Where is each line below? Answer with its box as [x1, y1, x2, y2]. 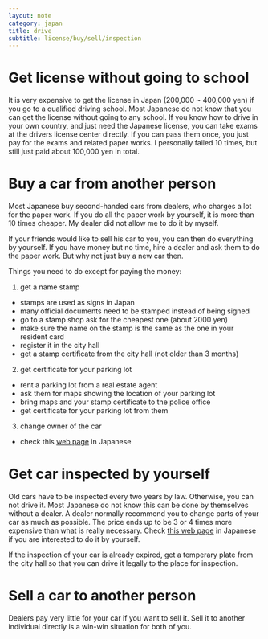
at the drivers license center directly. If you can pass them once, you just [8, 129, 249, 139]
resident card [19, 332, 64, 342]
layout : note [8, 11, 52, 20]
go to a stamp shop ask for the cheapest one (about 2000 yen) [19, 315, 229, 325]
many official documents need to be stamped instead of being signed [19, 306, 250, 316]
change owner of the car [19, 421, 102, 431]
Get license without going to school [8, 69, 250, 87]
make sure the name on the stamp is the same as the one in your [19, 323, 234, 334]
